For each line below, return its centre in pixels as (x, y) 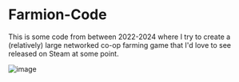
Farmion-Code (58, 15)
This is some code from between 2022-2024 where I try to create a (119, 37)
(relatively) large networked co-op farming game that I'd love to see (120, 45)
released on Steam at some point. (64, 53)
